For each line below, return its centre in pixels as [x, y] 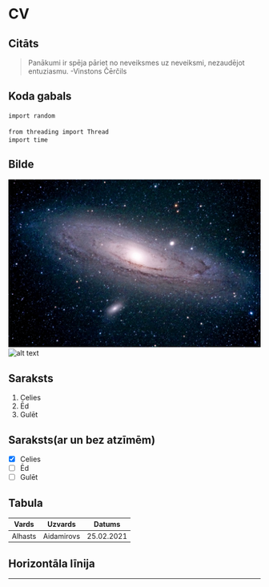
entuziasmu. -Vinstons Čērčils [77, 71]
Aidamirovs [62, 536]
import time [28, 140]
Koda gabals [40, 96]
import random [32, 116]
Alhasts [24, 536]
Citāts [24, 44]
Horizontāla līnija [52, 563]
